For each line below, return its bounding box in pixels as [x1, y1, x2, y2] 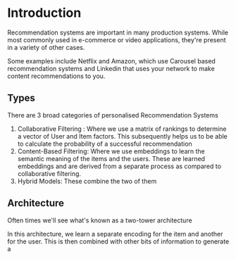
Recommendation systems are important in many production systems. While [7, 28, 229, 37]
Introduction [7, 5, 82, 21]
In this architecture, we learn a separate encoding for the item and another [7, 229, 223, 238]
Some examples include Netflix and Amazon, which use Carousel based [7, 56, 216, 65]
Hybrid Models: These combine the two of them [17, 177, 157, 185]
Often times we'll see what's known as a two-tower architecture [7, 216, 192, 225]
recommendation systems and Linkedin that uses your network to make [7, 64, 215, 72]
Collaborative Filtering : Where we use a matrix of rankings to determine [17, 125, 227, 133]
